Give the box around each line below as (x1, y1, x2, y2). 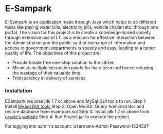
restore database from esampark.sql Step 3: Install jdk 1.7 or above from (5, 109, 150, 115)
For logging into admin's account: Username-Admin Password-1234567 (5, 123, 149, 129)
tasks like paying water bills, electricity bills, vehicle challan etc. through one (5, 24, 158, 30)
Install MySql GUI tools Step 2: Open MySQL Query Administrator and (5, 103, 145, 110)
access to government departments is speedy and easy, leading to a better (5, 45, 156, 51)
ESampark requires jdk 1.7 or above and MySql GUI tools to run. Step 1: (5, 98, 147, 104)
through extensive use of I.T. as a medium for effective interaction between (5, 35, 156, 40)
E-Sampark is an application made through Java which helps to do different (5, 19, 157, 25)
